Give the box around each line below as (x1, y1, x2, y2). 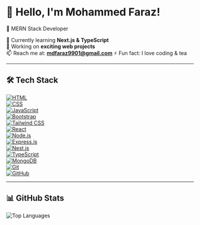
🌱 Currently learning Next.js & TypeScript (6, 36, 109, 43)
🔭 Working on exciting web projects (6, 43, 95, 50)
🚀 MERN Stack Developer (6, 25, 68, 32)
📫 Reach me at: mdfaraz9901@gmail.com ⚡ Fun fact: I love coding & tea (6, 49, 187, 56)
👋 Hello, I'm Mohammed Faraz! (6, 5, 161, 19)
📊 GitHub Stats (6, 193, 64, 204)
